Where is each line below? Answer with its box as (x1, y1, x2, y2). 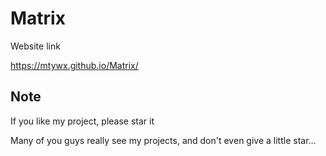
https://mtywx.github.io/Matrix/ (10, 59, 139, 71)
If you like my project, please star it (10, 115, 155, 127)
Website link (10, 40, 61, 52)
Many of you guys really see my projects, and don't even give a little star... (10, 134, 317, 146)
